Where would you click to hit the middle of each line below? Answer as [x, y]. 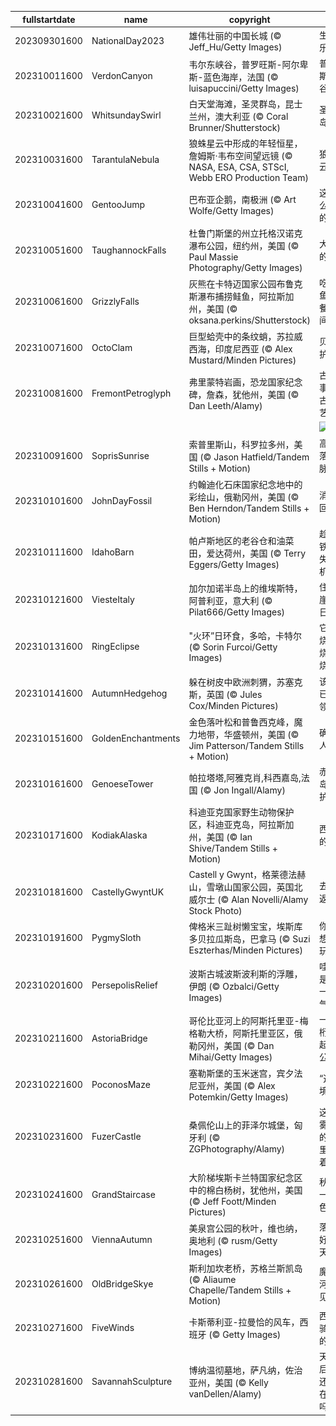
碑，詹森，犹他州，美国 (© [244, 395]
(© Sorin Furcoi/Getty [233, 647]
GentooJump [118, 205]
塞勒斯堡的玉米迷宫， [232, 1073]
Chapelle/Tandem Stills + [240, 1290]
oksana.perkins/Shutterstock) [249, 320]
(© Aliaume [212, 1279]
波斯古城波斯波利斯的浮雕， [245, 973]
